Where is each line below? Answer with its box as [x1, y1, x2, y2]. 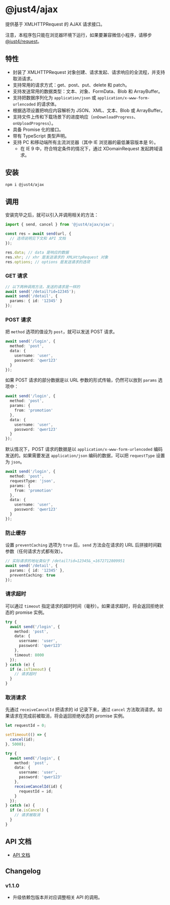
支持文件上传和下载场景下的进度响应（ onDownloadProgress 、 [12, 114, 139, 120]
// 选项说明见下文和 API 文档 [10, 236, 66, 241]
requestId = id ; [18, 788, 53, 794]
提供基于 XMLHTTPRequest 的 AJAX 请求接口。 [5, 21, 105, 27]
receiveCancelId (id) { [14, 784, 62, 789]
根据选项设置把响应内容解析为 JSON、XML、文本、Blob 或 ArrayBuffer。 [12, 107, 165, 113]
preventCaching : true [10, 572, 56, 578]
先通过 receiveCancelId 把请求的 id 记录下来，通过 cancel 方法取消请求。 [5, 706, 158, 712]
